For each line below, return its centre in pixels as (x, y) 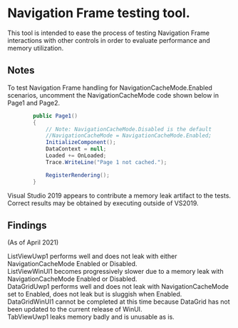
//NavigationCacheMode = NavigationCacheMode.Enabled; (129, 136)
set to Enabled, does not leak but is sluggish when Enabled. (95, 294)
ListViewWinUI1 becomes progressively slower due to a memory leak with (115, 272)
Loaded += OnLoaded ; (76, 155)
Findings (27, 225)
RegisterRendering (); (78, 175)
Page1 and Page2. (34, 103)
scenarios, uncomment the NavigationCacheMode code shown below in (113, 95)
